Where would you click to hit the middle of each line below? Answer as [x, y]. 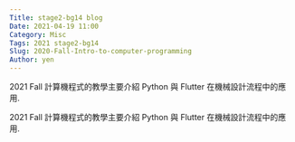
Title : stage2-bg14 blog [56, 18]
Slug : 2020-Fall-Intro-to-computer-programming [101, 52]
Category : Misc [38, 34]
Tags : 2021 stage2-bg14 [54, 43]
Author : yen [32, 60]
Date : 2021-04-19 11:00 [54, 26]
